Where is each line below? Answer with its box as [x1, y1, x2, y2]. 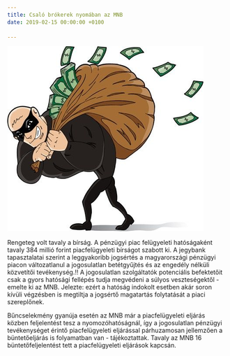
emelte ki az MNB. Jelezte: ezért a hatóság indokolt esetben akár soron [7, 283, 213, 292]
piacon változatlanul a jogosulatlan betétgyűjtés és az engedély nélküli [7, 261, 210, 269]
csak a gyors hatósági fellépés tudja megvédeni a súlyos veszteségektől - [7, 276, 220, 284]
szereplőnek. [7, 298, 45, 306]
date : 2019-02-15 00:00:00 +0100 [7, 18, 105, 26]
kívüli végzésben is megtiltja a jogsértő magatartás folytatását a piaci [7, 290, 206, 299]
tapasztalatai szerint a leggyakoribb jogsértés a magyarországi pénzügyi [7, 253, 216, 262]
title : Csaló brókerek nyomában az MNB [7, 11, 123, 18]
